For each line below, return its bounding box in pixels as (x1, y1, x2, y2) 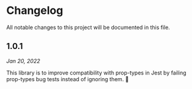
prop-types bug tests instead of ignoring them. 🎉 (6, 75, 129, 82)
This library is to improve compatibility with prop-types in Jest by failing (6, 69, 187, 76)
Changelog (6, 4, 63, 18)
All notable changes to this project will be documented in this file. (6, 24, 171, 31)
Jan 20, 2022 (6, 57, 41, 64)
